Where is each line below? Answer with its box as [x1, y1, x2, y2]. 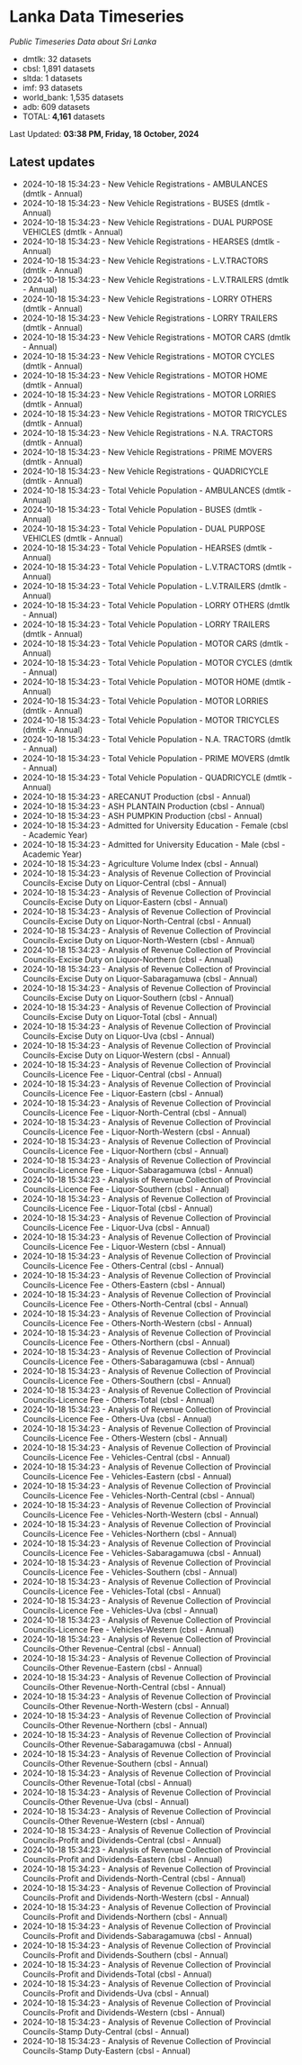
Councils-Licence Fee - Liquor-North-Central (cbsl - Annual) [22, 1106, 247, 1118]
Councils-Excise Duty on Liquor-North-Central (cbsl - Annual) [22, 915, 252, 926]
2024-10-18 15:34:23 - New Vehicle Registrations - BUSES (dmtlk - [22, 197, 271, 208]
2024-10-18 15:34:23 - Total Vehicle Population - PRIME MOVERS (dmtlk [22, 752, 290, 763]
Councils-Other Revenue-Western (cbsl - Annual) [22, 1815, 205, 1826]
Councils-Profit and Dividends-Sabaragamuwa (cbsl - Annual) [22, 1930, 253, 1941]
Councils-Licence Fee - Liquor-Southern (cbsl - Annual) [22, 1183, 230, 1195]
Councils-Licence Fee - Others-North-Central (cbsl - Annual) [22, 1298, 249, 1309]
